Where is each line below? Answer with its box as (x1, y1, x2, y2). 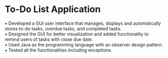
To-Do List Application (5, 4, 101, 15)
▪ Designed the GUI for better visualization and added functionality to (5, 31, 149, 37)
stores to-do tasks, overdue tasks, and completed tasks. (5, 25, 122, 31)
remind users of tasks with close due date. (5, 36, 93, 42)
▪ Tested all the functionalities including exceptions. (5, 47, 113, 53)
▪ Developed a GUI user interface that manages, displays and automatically (5, 20, 161, 26)
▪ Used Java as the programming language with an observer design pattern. (5, 41, 163, 47)
